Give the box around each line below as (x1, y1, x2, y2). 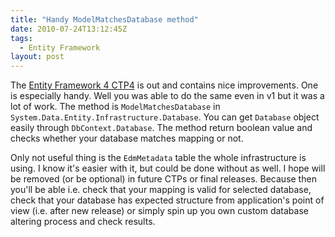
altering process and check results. (10, 216, 156, 228)
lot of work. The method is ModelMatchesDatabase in (10, 101, 221, 113)
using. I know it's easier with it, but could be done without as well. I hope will (10, 162, 326, 175)
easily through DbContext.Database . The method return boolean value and (10, 122, 313, 134)
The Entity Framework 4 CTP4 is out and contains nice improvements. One (10, 79, 319, 91)
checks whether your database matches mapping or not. (10, 132, 244, 145)
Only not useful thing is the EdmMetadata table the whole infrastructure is (10, 152, 307, 164)
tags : (10, 33, 33, 43)
